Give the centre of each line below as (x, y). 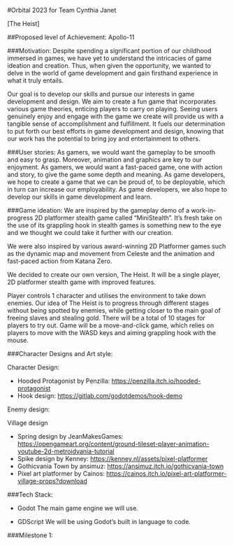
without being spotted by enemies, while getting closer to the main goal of (114, 310)
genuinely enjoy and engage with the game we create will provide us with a (116, 116)
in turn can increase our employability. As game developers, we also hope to (117, 189)
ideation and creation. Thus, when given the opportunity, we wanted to (109, 65)
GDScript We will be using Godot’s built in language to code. (104, 522)
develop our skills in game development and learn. (80, 197)
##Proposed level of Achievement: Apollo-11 (71, 37)
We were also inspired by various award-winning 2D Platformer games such (117, 246)
